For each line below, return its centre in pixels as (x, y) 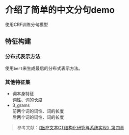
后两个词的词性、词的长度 (38, 117)
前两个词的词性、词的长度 (38, 111)
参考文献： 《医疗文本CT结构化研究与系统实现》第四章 (71, 127)
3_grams (21, 105)
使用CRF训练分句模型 (26, 24)
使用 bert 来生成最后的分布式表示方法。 (44, 68)
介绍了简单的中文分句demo (60, 10)
